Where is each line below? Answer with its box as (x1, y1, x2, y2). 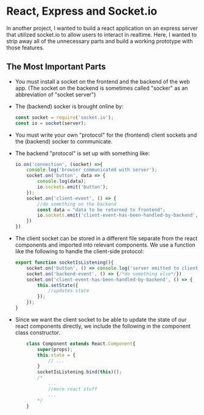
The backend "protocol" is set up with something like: (15, 150, 150, 157)
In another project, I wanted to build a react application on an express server (6, 24, 198, 32)
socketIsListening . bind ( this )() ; (37, 369, 122, 375)
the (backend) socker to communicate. (15, 137, 113, 145)
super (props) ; (37, 346, 73, 352)
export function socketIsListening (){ (15, 259, 114, 265)
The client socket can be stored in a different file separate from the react (15, 235, 198, 242)
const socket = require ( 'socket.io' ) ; (15, 114, 114, 120)
